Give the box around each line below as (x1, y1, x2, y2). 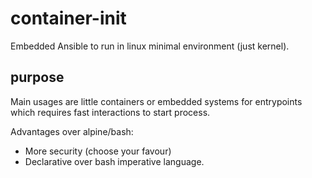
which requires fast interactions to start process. (10, 106, 211, 118)
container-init (10, 7, 127, 30)
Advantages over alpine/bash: (10, 125, 134, 137)
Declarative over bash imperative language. (24, 155, 205, 167)
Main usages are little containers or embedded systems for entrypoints (10, 95, 303, 107)
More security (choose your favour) (24, 145, 172, 157)
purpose (10, 69, 65, 86)
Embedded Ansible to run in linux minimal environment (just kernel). (10, 40, 290, 52)
